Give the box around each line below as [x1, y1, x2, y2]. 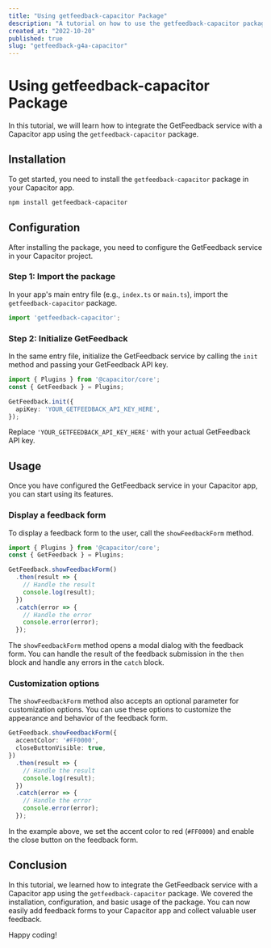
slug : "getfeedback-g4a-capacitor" [8, 42, 128, 50]
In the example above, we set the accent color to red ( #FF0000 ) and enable [8, 826, 255, 836]
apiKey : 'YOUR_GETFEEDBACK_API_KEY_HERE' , [15, 405, 161, 413]
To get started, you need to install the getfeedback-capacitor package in [8, 174, 249, 184]
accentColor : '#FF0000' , [15, 737, 99, 745]
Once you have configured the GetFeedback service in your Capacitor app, [8, 480, 258, 490]
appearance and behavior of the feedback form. [8, 713, 169, 723]
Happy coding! [8, 929, 58, 939]
